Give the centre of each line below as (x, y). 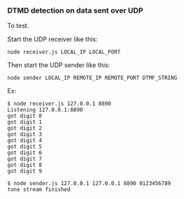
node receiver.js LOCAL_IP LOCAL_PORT (64, 52)
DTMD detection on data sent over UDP (75, 11)
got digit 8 (25, 165)
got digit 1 (25, 122)
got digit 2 (25, 128)
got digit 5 (25, 147)
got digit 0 (25, 116)
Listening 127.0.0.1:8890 (45, 110)
